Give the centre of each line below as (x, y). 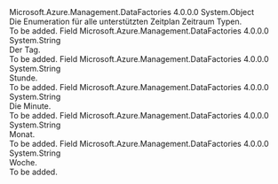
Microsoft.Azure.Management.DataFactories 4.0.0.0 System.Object (132, 12)
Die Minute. (30, 106)
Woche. (23, 162)
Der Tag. (25, 50)
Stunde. (24, 78)
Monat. (22, 134)
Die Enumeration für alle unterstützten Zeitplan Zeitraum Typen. (126, 21)
